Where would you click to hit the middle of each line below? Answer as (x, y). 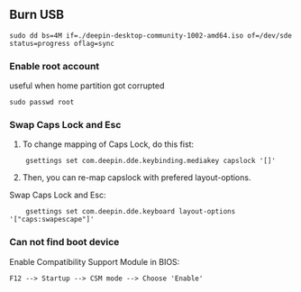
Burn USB (37, 15)
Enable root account (55, 66)
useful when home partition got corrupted (87, 86)
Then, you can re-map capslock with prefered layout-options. (137, 178)
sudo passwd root (42, 103)
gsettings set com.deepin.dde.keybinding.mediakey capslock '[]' (151, 161)
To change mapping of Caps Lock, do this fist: (108, 144)
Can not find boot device (64, 242)
